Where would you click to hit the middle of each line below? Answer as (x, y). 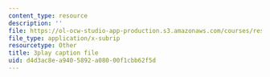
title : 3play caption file (53, 53)
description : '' (35, 23)
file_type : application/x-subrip (64, 38)
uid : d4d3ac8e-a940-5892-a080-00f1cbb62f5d (82, 61)
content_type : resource (48, 16)
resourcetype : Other (43, 46)
